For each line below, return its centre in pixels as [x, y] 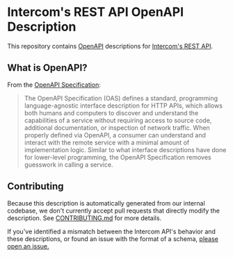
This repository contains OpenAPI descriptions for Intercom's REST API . [110, 46]
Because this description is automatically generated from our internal [106, 203]
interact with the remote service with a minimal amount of [107, 142]
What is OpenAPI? [48, 68]
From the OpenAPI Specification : [54, 85]
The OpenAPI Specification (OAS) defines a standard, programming [121, 98]
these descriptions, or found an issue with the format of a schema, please [113, 239]
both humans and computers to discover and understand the [111, 113]
